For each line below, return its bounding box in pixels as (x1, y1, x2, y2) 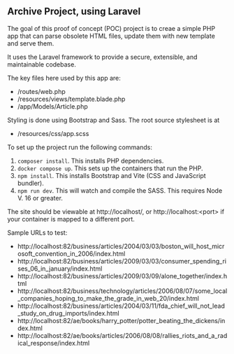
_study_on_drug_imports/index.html (17, 308, 120, 318)
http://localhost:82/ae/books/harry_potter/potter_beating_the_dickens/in (17, 316, 226, 325)
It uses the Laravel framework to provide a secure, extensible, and (7, 53, 198, 61)
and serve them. (7, 39, 54, 48)
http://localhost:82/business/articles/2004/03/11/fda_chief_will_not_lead (17, 301, 225, 310)
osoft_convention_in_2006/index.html (17, 249, 126, 258)
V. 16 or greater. (17, 193, 63, 202)
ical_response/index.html (17, 339, 90, 347)
